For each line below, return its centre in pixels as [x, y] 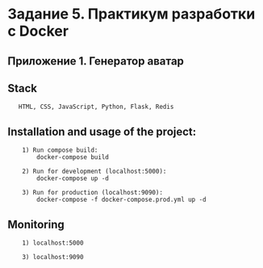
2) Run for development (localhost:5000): [94, 172]
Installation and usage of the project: [102, 131]
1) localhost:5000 [53, 243]
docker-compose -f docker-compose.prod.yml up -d [121, 200]
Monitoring [36, 224]
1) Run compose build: [60, 150]
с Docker [38, 31]
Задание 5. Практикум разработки [131, 14]
